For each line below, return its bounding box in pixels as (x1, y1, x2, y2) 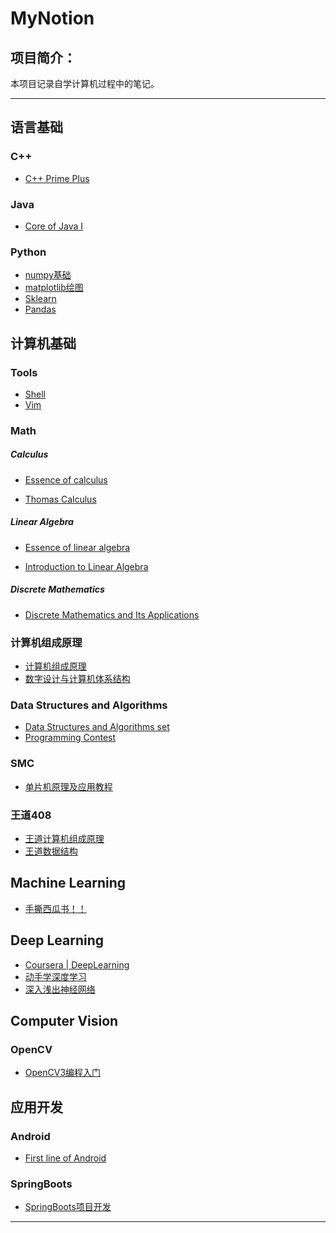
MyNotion (10, 7, 95, 30)
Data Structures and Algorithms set (24, 721, 170, 733)
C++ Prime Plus (24, 172, 90, 184)
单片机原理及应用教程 (24, 780, 113, 792)
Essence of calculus (24, 473, 108, 486)
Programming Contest (24, 732, 117, 744)
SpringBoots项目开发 (24, 1201, 112, 1213)
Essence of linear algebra (24, 541, 131, 553)
